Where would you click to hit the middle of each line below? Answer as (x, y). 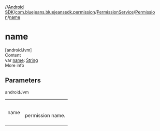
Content (13, 55)
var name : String (22, 60)
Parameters (23, 81)
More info (15, 65)
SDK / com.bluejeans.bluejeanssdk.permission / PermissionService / (70, 12)
